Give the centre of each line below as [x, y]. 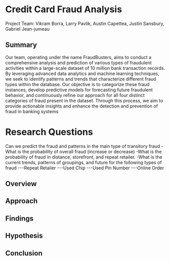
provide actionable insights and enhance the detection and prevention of [82, 106]
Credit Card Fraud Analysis [64, 9]
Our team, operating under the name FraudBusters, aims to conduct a [78, 57]
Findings [20, 218]
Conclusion [24, 253]
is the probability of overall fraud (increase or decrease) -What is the [90, 151]
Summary [21, 45]
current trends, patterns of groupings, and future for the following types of [84, 162]
